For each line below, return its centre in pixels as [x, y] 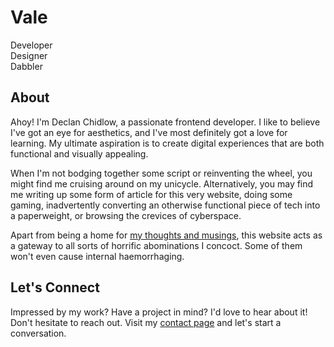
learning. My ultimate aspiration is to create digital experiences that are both [167, 143]
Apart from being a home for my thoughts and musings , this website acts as [166, 235]
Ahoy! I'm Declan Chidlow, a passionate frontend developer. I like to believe [165, 122]
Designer [29, 55]
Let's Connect [55, 287]
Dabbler [26, 66]
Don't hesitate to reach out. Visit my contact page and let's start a [146, 322]
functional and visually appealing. [79, 153]
